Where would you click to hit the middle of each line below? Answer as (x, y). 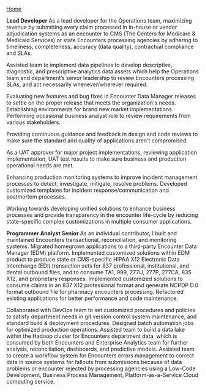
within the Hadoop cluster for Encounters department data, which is (92, 336)
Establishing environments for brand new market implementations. (90, 109)
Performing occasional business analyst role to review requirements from (99, 116)
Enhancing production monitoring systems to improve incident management (102, 177)
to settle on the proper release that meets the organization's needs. (91, 103)
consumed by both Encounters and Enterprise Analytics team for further (97, 342)
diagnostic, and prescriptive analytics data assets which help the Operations (102, 71)
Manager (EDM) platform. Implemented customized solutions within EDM (98, 253)
